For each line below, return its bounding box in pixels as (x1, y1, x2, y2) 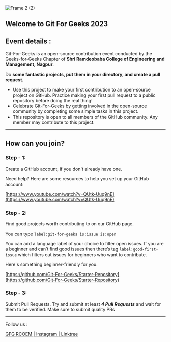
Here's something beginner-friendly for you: (5, 261, 98, 268)
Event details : (5, 37, 52, 45)
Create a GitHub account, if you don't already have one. (5, 166, 122, 172)
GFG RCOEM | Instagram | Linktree (5, 331, 78, 337)
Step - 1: (5, 154, 26, 161)
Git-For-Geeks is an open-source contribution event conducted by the (5, 51, 153, 57)
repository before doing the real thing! (12, 98, 93, 104)
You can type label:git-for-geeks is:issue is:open (5, 231, 117, 237)
